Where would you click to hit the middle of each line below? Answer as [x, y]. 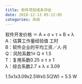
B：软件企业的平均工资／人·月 [36, 47]
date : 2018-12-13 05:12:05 [34, 15]
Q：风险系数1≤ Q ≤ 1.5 [28, 53]
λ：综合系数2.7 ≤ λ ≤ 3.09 [33, 66]
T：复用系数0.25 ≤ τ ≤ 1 [30, 60]
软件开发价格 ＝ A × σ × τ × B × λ [40, 35]
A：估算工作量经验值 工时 [32, 41]
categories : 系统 [23, 19]
